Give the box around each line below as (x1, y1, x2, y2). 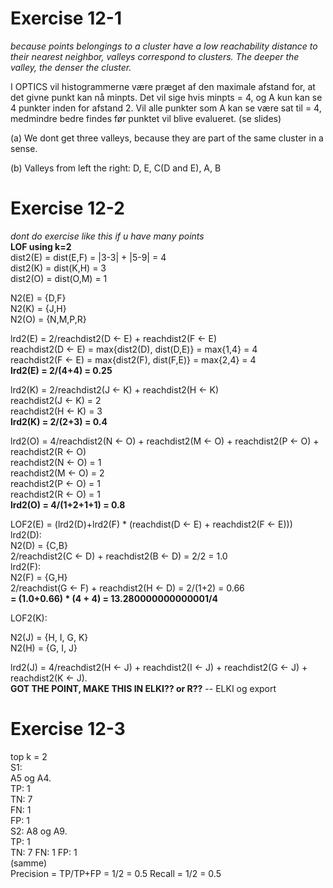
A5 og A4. (10, 772, 52, 784)
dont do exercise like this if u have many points (10, 230, 205, 242)
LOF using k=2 (10, 240, 72, 252)
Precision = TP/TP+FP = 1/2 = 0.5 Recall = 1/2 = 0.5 (10, 867, 222, 879)
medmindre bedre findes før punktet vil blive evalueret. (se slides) (10, 112, 282, 124)
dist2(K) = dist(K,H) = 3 (10, 262, 107, 274)
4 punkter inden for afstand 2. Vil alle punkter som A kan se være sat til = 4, (10, 102, 322, 114)
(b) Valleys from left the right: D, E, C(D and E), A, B (10, 162, 222, 174)
